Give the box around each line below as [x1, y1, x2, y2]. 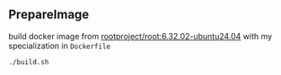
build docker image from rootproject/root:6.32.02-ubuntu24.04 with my [8, 30, 273, 41]
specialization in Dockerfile [8, 40, 111, 51]
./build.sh [8, 57, 49, 66]
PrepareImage [8, 7, 90, 22]
